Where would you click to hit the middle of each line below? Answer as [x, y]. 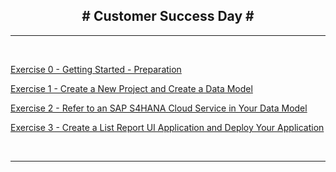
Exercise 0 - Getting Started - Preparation [96, 69]
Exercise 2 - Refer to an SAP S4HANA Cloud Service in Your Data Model [159, 108]
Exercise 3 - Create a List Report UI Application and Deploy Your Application [167, 127]
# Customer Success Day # [168, 16]
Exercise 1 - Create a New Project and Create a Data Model [131, 88]
